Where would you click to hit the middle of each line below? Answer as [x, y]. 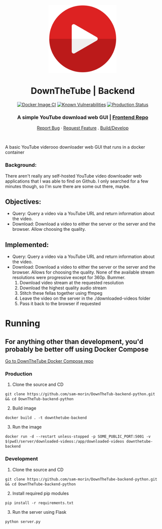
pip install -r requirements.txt [39, 503]
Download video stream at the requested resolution [72, 283]
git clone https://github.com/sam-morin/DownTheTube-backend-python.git [81, 479]
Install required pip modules [40, 493]
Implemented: [27, 245]
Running [23, 324]
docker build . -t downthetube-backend [46, 418]
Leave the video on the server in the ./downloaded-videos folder [85, 298]
